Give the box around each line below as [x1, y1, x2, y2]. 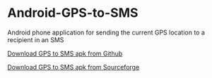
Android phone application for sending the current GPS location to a [7, 28, 205, 37]
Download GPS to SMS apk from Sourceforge [7, 63, 140, 71]
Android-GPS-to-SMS [7, 5, 139, 21]
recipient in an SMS [7, 35, 64, 44]
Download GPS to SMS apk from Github [7, 49, 123, 58]
